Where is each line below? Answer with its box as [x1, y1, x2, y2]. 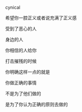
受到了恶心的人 [5, 25, 37, 32]
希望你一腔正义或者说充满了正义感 [5, 15, 77, 21]
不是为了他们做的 [5, 91, 41, 96]
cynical [5, 5, 20, 10]
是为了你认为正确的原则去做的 [5, 101, 68, 107]
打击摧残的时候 [5, 58, 37, 64]
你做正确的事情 [5, 80, 37, 86]
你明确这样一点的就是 [5, 69, 50, 75]
